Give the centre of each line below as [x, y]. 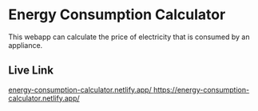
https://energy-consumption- [201, 89]
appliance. [26, 45]
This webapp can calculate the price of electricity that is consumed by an [129, 37]
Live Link [31, 71]
